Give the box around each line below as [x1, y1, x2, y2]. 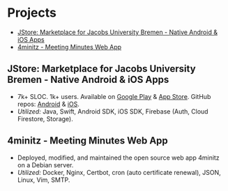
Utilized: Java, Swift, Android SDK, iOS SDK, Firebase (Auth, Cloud [17, 107, 208, 116]
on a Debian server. [17, 160, 74, 169]
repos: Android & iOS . [17, 100, 80, 108]
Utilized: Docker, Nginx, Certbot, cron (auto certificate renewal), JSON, [17, 168, 221, 176]
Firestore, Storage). [17, 114, 73, 123]
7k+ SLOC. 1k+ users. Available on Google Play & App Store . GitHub [17, 92, 211, 100]
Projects [7, 5, 57, 21]
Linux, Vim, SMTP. [17, 176, 70, 184]
